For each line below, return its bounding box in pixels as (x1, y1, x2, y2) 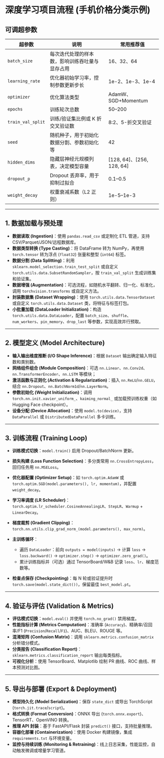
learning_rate (7, 79, 41, 84)
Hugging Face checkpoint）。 (12, 401, 71, 407)
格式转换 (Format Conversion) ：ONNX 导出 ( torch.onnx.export (12, 711, 140, 717)
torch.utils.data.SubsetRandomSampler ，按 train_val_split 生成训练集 (12, 270, 156, 275)
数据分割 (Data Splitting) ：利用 (12, 257, 75, 263)
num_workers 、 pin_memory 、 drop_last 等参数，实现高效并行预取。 (12, 318, 143, 324)
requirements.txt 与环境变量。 (12, 736, 75, 741)
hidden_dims (7, 160, 36, 165)
